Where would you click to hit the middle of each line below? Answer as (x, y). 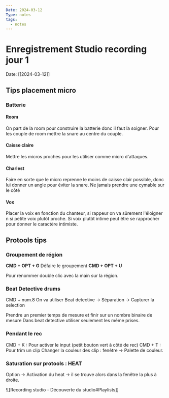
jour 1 (18, 60)
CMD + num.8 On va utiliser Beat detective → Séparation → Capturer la (80, 300)
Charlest (15, 168)
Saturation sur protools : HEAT (44, 363)
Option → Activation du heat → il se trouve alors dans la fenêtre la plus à (81, 374)
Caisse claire (20, 145)
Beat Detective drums (33, 289)
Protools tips (26, 240)
